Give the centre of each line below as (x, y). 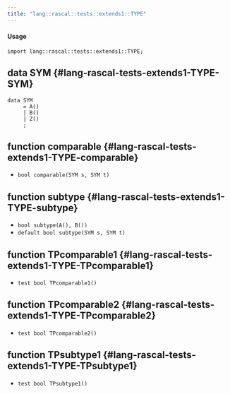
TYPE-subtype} (43, 208)
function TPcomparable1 (62, 255)
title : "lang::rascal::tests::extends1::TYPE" (77, 14)
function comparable (55, 147)
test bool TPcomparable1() (57, 283)
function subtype (46, 197)
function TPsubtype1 (54, 355)
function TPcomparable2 (63, 305)
